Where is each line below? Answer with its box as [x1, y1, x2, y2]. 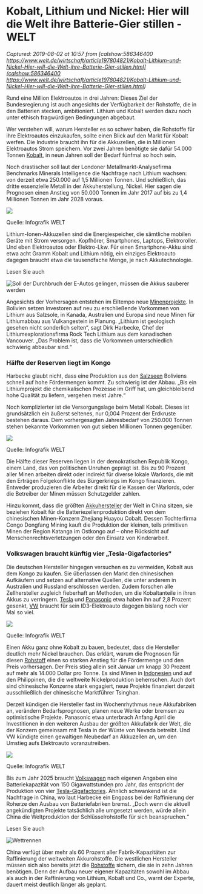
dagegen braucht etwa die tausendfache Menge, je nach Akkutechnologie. [6, 256, 193, 263]
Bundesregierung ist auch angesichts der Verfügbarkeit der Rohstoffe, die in [6, 100, 197, 108]
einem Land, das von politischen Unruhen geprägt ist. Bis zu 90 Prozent [6, 464, 186, 472]
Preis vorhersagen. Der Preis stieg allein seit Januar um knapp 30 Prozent [6, 663, 191, 670]
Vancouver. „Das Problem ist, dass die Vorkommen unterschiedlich [6, 336, 173, 344]
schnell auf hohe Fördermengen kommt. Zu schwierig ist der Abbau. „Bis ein [6, 379, 197, 386]
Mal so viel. [6, 608, 35, 615]
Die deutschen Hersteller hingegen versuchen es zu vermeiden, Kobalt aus [6, 563, 193, 570]
